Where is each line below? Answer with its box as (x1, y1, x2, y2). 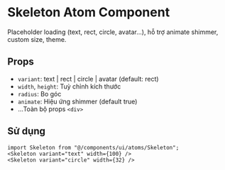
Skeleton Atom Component (7, 4, 170, 21)
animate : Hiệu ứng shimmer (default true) (17, 97, 138, 106)
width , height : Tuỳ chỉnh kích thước (17, 82, 121, 91)
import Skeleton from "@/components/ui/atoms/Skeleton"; (7, 144, 180, 151)
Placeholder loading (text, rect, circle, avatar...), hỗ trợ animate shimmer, (7, 28, 219, 36)
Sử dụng (7, 125, 46, 137)
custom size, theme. (7, 35, 67, 43)
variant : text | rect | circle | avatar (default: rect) (17, 74, 159, 83)
